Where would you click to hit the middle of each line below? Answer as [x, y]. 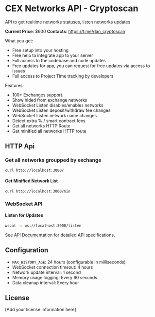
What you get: [19, 41]
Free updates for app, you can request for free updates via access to [81, 66]
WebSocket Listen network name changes [54, 115]
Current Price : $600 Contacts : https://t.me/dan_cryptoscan [65, 31]
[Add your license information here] [41, 310]
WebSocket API [24, 204]
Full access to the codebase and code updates [59, 60]
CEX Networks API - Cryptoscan [72, 9]
